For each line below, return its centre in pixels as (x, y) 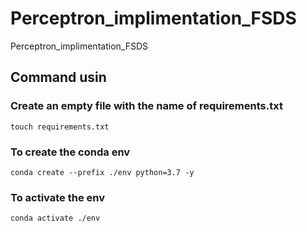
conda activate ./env (55, 218)
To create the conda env (70, 152)
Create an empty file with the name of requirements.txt (146, 106)
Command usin (58, 77)
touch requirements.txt (60, 127)
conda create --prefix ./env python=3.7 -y (102, 172)
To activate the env (57, 197)
